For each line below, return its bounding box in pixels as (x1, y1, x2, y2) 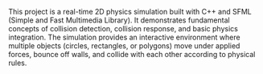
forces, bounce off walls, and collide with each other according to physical (8, 50, 256, 59)
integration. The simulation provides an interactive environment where (8, 32, 240, 42)
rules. (8, 58, 27, 68)
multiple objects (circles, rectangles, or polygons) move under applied (8, 41, 240, 51)
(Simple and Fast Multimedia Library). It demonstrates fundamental (8, 15, 231, 25)
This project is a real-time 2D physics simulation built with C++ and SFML (8, 7, 252, 16)
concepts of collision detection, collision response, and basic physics (8, 24, 239, 33)
